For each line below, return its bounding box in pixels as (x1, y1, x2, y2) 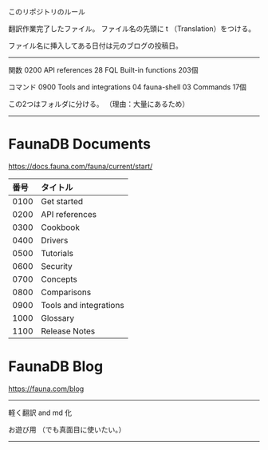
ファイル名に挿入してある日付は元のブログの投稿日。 (8, 41, 183, 50)
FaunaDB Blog (8, 357, 104, 376)
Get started (41, 195, 84, 207)
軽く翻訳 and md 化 (8, 408, 73, 417)
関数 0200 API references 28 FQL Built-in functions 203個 (8, 65, 199, 74)
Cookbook (41, 222, 80, 233)
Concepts (41, 274, 78, 285)
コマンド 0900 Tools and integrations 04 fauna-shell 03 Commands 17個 (8, 82, 247, 92)
